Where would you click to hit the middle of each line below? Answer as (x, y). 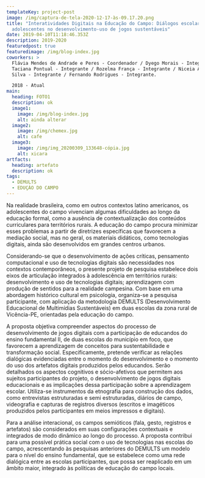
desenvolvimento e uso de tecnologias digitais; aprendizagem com (90, 282)
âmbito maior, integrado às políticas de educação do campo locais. (91, 468)
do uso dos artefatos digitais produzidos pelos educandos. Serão (88, 365)
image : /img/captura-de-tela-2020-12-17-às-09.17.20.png (80, 18)
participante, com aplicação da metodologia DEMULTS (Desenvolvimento (99, 301)
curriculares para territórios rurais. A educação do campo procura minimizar (102, 224)
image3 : (22, 142)
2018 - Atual (28, 86)
